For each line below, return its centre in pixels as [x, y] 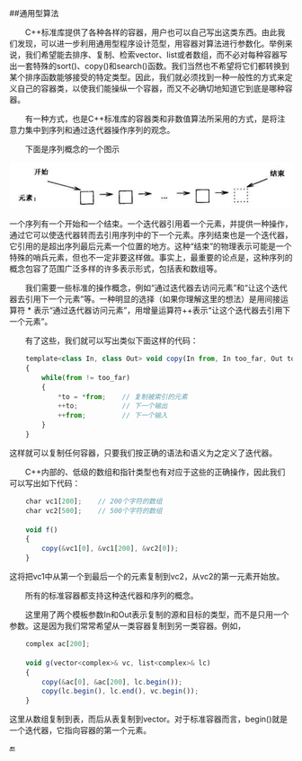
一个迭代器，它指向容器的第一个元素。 [80, 730]
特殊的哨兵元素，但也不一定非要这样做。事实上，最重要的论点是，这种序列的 [151, 258]
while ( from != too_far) [86, 377]
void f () [42, 530]
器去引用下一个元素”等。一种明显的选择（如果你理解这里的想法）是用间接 [145, 299]
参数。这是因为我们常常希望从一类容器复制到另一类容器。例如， [127, 626]
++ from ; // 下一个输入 [112, 416]
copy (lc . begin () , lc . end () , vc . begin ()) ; [120, 691]
